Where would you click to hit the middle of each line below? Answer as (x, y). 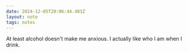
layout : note (22, 17)
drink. (13, 45)
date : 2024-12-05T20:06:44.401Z (46, 11)
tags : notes (21, 22)
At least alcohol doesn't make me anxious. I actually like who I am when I (94, 39)
